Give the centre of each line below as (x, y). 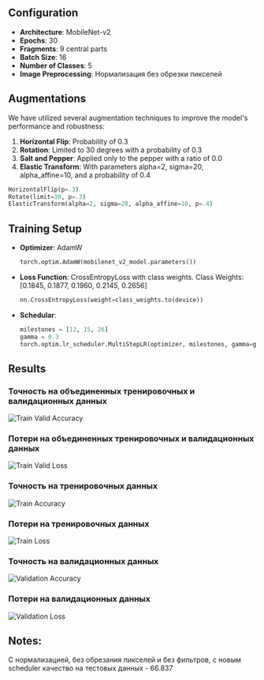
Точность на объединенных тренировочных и (102, 391)
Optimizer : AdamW (51, 248)
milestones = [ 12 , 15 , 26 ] (64, 329)
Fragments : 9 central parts (63, 49)
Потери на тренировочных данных (79, 524)
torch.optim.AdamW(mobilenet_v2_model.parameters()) (108, 262)
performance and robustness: (56, 126)
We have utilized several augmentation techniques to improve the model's (128, 118)
